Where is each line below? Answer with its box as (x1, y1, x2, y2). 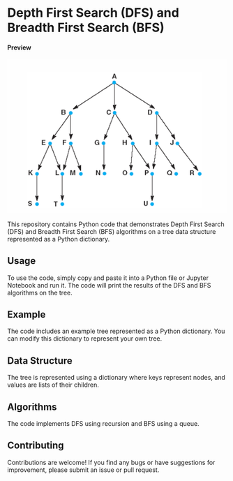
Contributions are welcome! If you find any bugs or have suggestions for (7, 458, 216, 466)
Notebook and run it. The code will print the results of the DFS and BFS (7, 281, 211, 289)
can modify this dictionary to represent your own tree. (7, 334, 163, 343)
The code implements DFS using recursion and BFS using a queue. (7, 420, 200, 428)
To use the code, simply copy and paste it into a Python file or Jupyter (7, 274, 209, 282)
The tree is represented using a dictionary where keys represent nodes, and (7, 373, 225, 382)
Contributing (7, 440, 64, 452)
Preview (7, 43, 31, 52)
